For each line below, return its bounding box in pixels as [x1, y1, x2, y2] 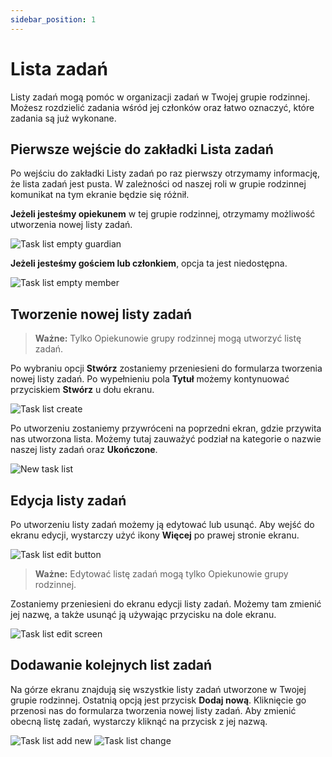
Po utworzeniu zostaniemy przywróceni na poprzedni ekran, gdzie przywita [10, 422, 322, 435]
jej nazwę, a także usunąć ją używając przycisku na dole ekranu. [10, 609, 277, 620]
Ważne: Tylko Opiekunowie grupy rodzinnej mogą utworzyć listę [34, 332, 302, 345]
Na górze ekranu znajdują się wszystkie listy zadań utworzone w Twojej [10, 683, 307, 695]
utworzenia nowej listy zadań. [10, 219, 133, 231]
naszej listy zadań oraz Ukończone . [10, 444, 158, 456]
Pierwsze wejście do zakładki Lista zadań [10, 141, 274, 158]
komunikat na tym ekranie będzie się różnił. [10, 189, 190, 201]
